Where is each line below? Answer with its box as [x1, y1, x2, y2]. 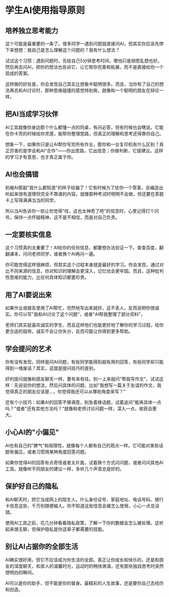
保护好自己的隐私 [5, 482, 58, 490]
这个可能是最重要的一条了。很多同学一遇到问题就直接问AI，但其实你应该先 [5, 41, 159, 46]
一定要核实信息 [5, 230, 52, 239]
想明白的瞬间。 [5, 569, 36, 575]
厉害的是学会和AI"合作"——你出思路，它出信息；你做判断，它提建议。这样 [9, 147, 163, 154]
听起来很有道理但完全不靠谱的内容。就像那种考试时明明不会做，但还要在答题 [5, 190, 164, 197]
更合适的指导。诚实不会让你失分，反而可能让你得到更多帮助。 [5, 328, 133, 334]
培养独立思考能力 [5, 26, 58, 35]
